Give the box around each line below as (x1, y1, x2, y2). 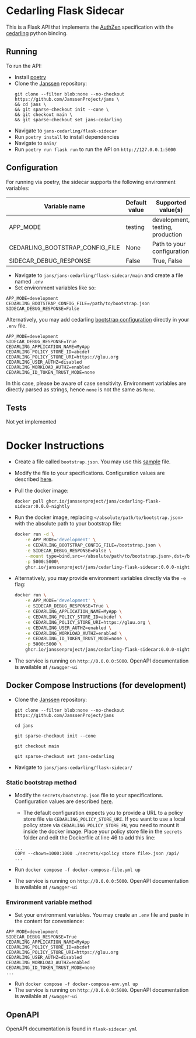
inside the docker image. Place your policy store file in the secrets (23, 828, 183, 835)
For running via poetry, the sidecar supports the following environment (6, 178, 176, 185)
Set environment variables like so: (14, 284, 96, 291)
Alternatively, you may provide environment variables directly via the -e (14, 575, 186, 582)
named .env (14, 278, 44, 285)
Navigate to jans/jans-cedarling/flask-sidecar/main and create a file (14, 271, 184, 279)
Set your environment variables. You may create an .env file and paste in (14, 911, 190, 919)
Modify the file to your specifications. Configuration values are (14, 470, 165, 477)
